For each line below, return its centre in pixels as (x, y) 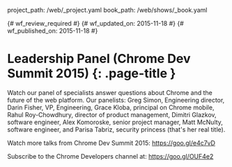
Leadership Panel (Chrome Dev (99, 59)
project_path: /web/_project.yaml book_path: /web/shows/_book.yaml (107, 10)
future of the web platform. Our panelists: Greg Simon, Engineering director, (116, 100)
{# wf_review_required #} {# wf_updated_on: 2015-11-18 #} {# (96, 23)
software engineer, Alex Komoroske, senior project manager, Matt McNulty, (115, 122)
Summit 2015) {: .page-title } (92, 74)
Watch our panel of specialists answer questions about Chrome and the (110, 92)
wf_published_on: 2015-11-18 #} (53, 31)
